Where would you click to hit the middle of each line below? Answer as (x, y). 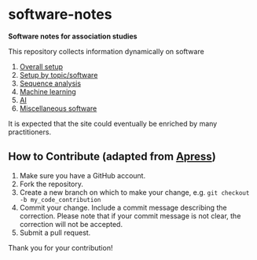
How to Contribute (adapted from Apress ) (112, 157)
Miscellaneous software (58, 108)
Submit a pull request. (55, 233)
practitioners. (30, 132)
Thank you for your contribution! (61, 247)
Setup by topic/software (59, 75)
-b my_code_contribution (60, 200)
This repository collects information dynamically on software (106, 51)
